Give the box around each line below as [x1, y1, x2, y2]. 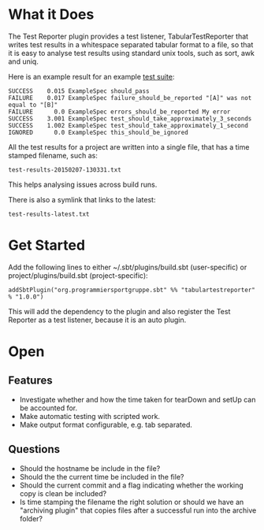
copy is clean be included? [19, 488, 107, 498]
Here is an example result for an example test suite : [8, 72, 175, 81]
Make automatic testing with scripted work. [19, 411, 160, 421]
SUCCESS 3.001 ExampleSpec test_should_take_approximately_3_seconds [8, 114, 252, 123]
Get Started [8, 236, 85, 254]
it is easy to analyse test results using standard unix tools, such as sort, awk [8, 48, 255, 57]
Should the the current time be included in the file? [19, 472, 184, 481]
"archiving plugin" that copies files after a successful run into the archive [19, 506, 257, 515]
